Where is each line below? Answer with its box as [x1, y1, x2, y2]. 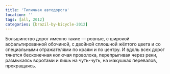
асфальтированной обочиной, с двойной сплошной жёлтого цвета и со [5, 41, 161, 47]
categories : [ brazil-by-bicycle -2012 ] [5, 21, 88, 27]
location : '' [5, 12, 33, 17]
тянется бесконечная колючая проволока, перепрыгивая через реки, [5, 52, 158, 58]
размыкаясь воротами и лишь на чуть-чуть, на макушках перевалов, [5, 57, 157, 64]
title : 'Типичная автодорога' [5, 7, 70, 13]
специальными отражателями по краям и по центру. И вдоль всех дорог [5, 46, 165, 53]
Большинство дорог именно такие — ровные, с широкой [5, 36, 130, 42]
